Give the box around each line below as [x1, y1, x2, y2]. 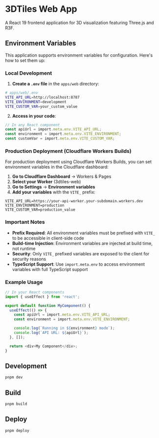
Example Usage [5, 278, 43, 285]
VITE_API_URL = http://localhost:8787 [5, 95, 80, 100]
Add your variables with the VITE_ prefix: [12, 189, 95, 195]
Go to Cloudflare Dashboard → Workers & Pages [12, 173, 112, 180]
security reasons [12, 256, 46, 262]
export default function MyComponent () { [5, 303, 91, 308]
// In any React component [5, 122, 60, 127]
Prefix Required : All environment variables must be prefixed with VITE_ [12, 230, 156, 236]
